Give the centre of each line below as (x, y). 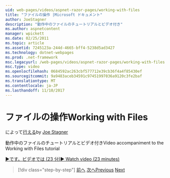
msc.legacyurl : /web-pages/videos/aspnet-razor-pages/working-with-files (85, 62)
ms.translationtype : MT (31, 81)
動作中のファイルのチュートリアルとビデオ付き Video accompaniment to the (84, 143)
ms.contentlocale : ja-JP (32, 85)
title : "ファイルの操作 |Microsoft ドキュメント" (54, 15)
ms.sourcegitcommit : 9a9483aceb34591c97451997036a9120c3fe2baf (74, 76)
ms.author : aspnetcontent (33, 29)
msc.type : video (22, 67)
